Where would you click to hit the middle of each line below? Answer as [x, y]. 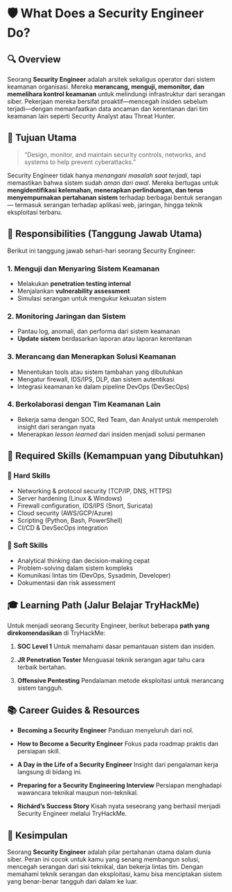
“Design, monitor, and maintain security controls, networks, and [115, 154]
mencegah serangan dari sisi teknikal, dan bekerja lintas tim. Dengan [105, 867]
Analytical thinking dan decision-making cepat [83, 560]
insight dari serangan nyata [56, 427]
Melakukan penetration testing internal [74, 283]
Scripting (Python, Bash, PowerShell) [70, 520]
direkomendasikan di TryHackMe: [56, 633]
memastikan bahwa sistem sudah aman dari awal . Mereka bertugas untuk [113, 182]
